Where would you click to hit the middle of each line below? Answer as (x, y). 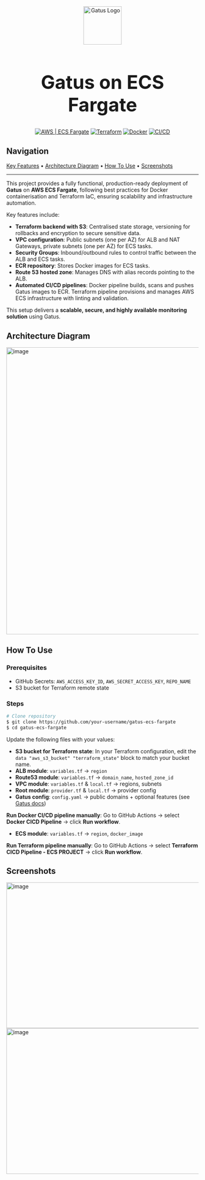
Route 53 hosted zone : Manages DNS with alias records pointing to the (105, 272)
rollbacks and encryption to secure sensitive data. (78, 233)
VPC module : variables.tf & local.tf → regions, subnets (88, 784)
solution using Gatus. (34, 317)
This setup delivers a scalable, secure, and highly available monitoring (97, 310)
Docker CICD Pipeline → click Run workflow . (63, 821)
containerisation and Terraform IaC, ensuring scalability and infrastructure (99, 197)
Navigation (27, 151)
